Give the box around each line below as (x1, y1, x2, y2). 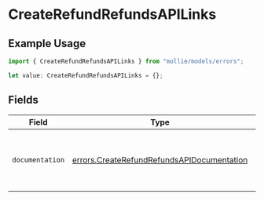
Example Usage (8, 37, 86, 50)
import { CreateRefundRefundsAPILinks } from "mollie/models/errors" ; (8, 57, 244, 65)
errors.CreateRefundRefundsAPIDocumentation (71, 155, 248, 165)
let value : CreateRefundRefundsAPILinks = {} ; (8, 71, 163, 79)
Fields (8, 93, 39, 107)
